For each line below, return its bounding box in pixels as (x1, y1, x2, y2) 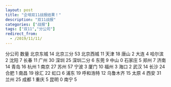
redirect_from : (5, 31, 38, 36)
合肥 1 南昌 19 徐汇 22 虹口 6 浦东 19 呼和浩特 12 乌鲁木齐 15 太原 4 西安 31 (5, 70, 161, 76)
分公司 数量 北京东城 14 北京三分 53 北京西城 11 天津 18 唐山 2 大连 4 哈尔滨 (5, 51, 164, 57)
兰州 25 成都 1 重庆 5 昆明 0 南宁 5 (5, 76, 77, 82)
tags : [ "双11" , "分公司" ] (5, 27, 55, 32)
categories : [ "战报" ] (5, 21, 50, 27)
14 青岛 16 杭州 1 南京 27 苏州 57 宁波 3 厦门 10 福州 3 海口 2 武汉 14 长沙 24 (5, 63, 165, 70)
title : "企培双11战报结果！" (5, 12, 61, 17)
